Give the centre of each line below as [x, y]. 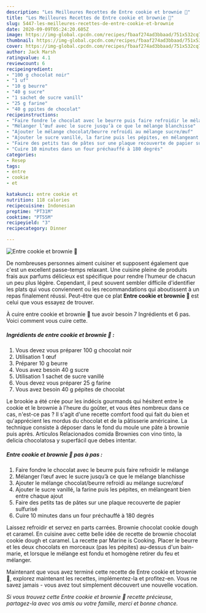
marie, [14, 553]
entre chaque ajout [39, 496]
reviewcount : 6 [26, 63]
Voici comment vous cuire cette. [47, 321]
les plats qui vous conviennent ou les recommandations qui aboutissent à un [103, 289]
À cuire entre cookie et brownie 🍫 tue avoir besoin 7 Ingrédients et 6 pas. [98, 314]
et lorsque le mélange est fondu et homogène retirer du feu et [101, 553]
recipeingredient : [30, 69]
